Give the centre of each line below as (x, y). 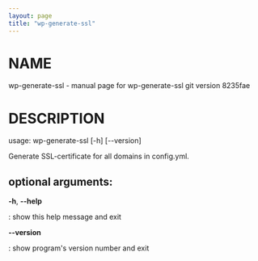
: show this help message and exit (65, 217)
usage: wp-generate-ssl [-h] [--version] (75, 141)
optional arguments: (61, 181)
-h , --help (25, 201)
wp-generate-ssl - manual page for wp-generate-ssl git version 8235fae (129, 86)
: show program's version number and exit (79, 248)
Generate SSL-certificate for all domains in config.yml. (99, 156)
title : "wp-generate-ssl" (52, 23)
